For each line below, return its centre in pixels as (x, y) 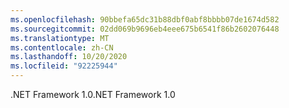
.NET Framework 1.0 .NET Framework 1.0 (93, 94)
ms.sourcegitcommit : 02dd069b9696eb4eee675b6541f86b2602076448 (145, 29)
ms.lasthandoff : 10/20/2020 (69, 57)
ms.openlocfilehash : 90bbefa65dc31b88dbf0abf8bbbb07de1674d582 (145, 19)
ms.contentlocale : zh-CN (62, 47)
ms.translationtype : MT (60, 38)
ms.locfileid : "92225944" (64, 66)
